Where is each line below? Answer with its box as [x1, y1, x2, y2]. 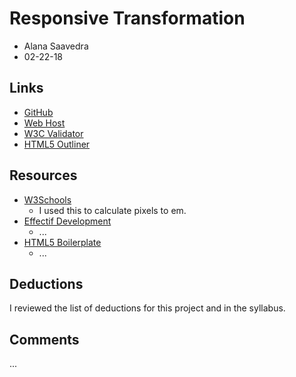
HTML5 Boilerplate [23, 236, 102, 248]
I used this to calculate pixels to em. [38, 204, 187, 216]
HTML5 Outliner [23, 138, 91, 150]
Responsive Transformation [9, 7, 246, 30]
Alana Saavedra [23, 40, 89, 52]
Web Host [23, 117, 66, 129]
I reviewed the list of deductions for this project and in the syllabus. [9, 302, 286, 314]
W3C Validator [23, 127, 84, 139]
